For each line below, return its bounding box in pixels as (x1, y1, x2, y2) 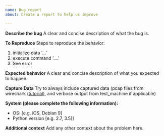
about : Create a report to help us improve (5, 12, 98, 17)
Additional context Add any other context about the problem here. (5, 125, 144, 131)
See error (12, 60, 33, 66)
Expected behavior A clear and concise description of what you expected (5, 70, 159, 76)
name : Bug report (5, 7, 42, 13)
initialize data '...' (12, 50, 47, 56)
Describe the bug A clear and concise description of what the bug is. (5, 30, 149, 36)
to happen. (5, 75, 28, 81)
